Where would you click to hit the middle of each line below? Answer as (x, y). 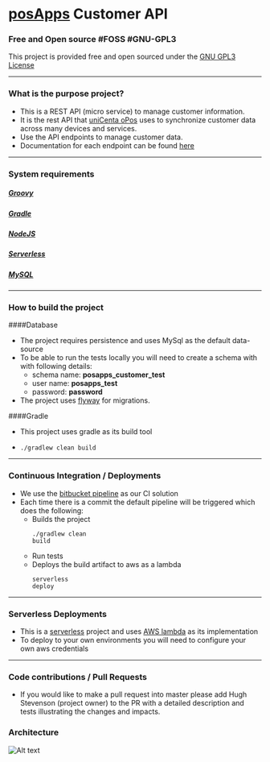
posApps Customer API (88, 14)
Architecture (34, 732)
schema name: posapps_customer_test (98, 375)
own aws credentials (54, 648)
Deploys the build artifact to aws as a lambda (106, 564)
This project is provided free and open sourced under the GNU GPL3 (122, 56)
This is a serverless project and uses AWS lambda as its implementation (139, 632)
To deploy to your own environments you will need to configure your (133, 640)
